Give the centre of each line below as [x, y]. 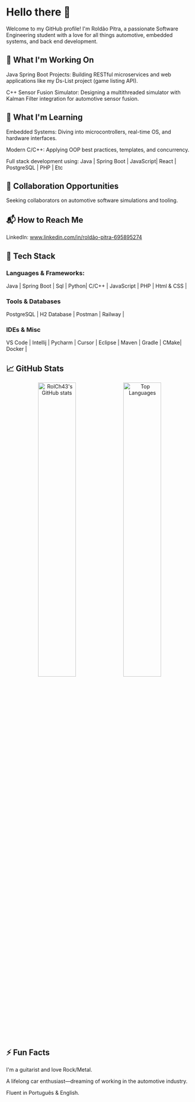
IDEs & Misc [23, 330]
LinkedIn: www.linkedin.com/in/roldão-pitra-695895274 [74, 237]
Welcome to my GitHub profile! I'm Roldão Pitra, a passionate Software [92, 29]
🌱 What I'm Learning [44, 118]
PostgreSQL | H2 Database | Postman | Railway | [65, 315]
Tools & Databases [33, 301]
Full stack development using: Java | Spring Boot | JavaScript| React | [91, 161]
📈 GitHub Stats [35, 368]
